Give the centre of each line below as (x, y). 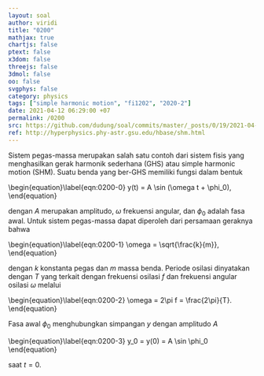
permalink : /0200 (37, 118)
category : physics (38, 96)
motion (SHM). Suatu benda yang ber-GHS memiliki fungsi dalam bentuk (126, 172)
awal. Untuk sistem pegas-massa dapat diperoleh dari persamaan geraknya (130, 221)
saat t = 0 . (25, 365)
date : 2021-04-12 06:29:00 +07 (59, 111)
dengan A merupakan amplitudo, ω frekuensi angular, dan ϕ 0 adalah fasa (126, 212)
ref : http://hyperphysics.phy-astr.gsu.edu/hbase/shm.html (107, 132)
